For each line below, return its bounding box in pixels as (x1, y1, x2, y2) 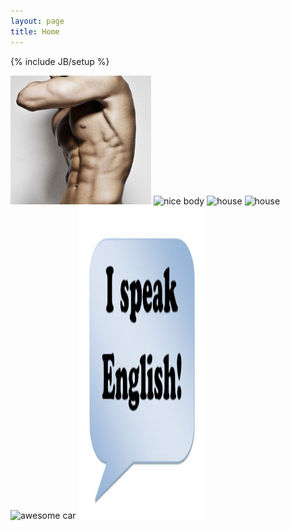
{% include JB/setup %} (10, 55, 110, 67)
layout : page (10, 16, 65, 26)
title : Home (10, 26, 60, 37)
